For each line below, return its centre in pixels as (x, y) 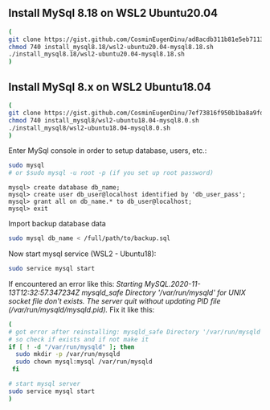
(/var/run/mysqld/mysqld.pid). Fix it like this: (82, 309)
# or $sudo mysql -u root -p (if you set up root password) (111, 173)
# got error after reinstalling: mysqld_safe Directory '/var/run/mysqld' (136, 332)
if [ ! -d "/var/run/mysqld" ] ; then (72, 347)
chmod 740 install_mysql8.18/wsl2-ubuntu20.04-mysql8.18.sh (111, 47)
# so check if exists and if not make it (79, 339)
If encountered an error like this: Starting (76, 284)
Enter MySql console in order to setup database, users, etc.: (108, 151)
